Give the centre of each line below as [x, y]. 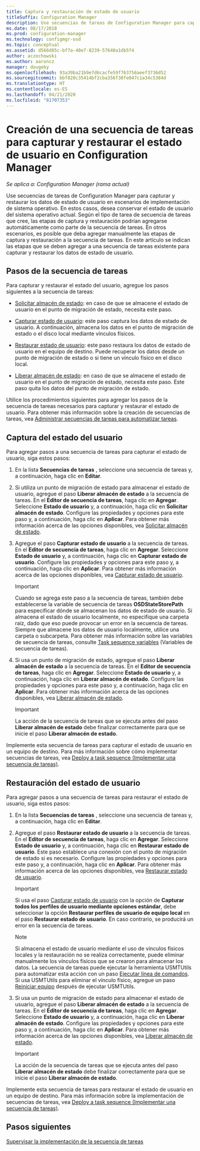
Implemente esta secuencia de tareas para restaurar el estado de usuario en [100, 1089]
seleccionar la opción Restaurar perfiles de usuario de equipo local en [102, 913]
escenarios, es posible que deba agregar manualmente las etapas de [91, 233]
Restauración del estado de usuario [74, 783]
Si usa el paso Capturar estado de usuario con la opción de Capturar [99, 900]
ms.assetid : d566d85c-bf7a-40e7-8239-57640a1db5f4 [70, 51]
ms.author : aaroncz [30, 61]
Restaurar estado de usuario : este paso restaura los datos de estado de [102, 345]
